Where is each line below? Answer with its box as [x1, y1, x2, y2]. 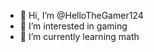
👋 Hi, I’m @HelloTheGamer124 [19, 10, 144, 21]
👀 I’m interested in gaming [19, 20, 128, 32]
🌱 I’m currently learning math [19, 31, 140, 42]
